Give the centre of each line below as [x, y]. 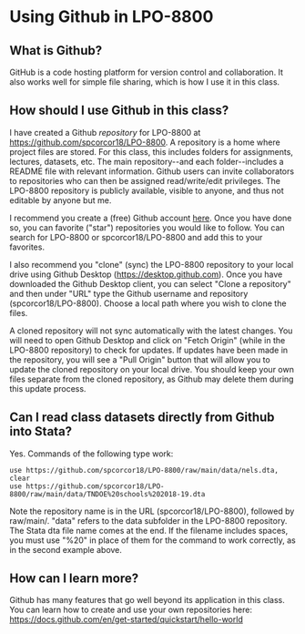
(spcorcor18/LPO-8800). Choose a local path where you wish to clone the [148, 303]
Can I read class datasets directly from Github [142, 418]
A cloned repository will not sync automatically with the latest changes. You [151, 331]
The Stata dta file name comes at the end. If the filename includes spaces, [149, 530]
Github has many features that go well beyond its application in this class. [147, 600]
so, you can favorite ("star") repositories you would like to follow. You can [147, 227]
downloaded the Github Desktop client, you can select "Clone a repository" [150, 283]
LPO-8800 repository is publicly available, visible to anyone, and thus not [147, 190]
